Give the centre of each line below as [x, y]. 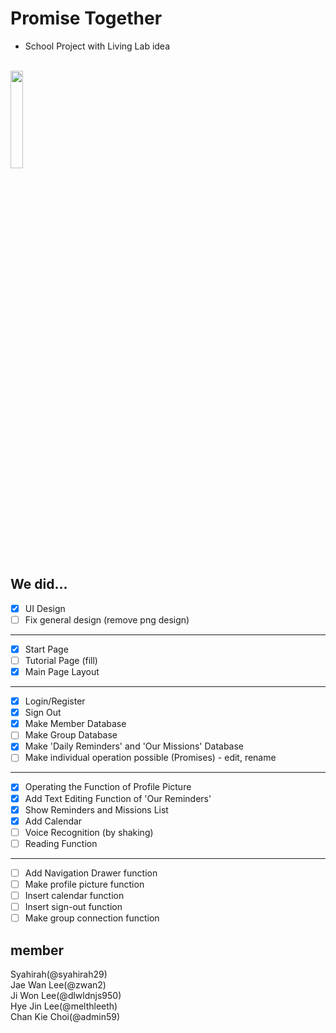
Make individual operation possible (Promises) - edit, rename [150, 758]
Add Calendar [53, 821]
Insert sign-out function [73, 906]
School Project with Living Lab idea [97, 46]
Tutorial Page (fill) [61, 660]
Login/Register [55, 701]
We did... [39, 584]
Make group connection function [92, 918]
